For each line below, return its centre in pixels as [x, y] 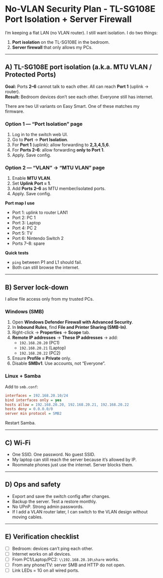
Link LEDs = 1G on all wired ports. [46, 570]
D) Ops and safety [33, 484]
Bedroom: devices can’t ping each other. [53, 548]
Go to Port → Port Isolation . [40, 140]
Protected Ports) [31, 75]
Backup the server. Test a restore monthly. [54, 501]
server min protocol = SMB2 [33, 414]
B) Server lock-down [37, 287]
